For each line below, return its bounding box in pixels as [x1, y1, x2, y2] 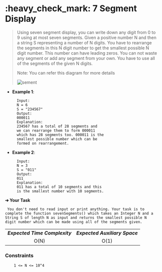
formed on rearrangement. [17, 141, 69, 146]
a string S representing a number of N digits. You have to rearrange [17, 39, 152, 45]
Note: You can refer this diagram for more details [17, 70, 115, 76]
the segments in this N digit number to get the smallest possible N [17, 45, 149, 51]
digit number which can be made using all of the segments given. [5, 219, 143, 224]
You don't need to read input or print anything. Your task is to [7, 207, 145, 212]
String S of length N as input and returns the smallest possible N [5, 215, 147, 220]
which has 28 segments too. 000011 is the [17, 132, 104, 137]
